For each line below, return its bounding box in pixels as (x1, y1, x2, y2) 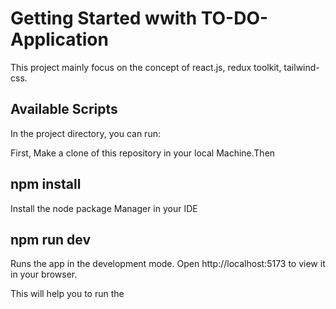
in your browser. (10, 268, 78, 281)
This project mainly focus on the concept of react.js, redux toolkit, (10, 61, 282, 73)
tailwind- (283, 61, 320, 73)
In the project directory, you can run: (10, 127, 161, 139)
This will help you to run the (10, 288, 125, 300)
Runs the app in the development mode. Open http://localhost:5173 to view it (10, 258, 326, 270)
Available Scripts (10, 101, 118, 118)
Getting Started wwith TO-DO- (10, 7, 269, 30)
